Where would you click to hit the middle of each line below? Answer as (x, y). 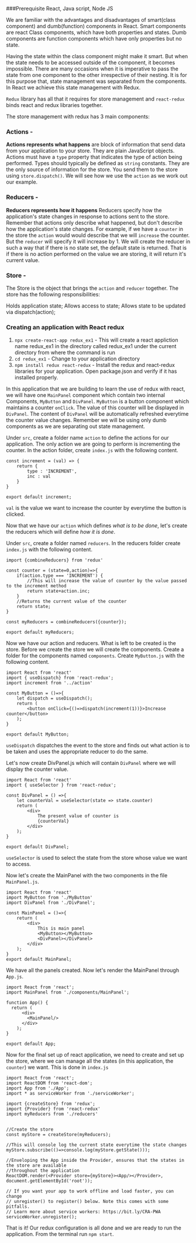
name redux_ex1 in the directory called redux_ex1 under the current (95, 346)
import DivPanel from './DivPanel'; (51, 903)
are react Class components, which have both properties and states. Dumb (97, 32)
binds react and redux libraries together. (54, 105)
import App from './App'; (37, 1088)
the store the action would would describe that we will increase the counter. (98, 235)
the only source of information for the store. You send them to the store (92, 169)
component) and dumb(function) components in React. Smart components (96, 26)
